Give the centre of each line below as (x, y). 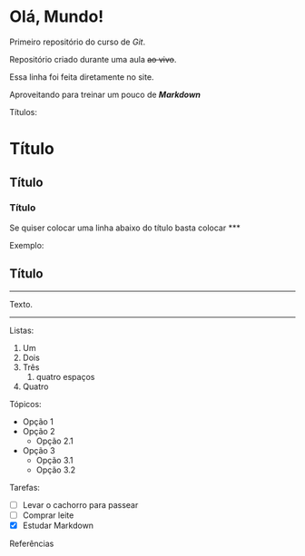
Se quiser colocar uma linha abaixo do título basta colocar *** (125, 228)
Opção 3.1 (55, 460)
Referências (32, 543)
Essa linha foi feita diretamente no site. (82, 77)
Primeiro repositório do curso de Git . (78, 42)
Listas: (22, 330)
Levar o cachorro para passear (80, 504)
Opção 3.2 (56, 470)
